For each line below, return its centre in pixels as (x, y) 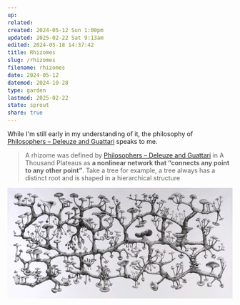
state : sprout (29, 105)
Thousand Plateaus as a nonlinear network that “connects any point (127, 163)
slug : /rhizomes (31, 61)
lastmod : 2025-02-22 (38, 98)
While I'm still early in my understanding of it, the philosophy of (100, 134)
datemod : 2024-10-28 (38, 83)
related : (20, 22)
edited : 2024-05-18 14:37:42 (51, 45)
